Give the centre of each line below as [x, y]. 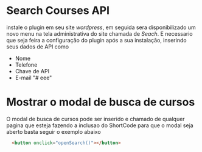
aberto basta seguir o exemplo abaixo [54, 131]
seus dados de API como [37, 47]
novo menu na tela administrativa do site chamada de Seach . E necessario [99, 33]
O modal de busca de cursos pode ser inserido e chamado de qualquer [96, 119]
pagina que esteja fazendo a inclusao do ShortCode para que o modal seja [100, 125]
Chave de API [32, 71]
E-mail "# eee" [33, 78]
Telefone [26, 65]
